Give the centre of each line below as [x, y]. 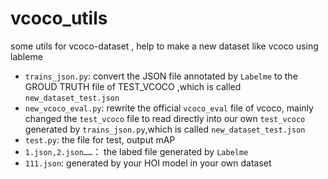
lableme [26, 56]
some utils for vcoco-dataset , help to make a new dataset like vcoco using [164, 46]
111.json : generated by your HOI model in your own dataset [148, 163]
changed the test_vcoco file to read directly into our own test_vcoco [165, 118]
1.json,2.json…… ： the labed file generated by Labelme [136, 151]
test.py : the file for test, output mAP [100, 139]
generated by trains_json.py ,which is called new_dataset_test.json [165, 129]
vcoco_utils [59, 18]
